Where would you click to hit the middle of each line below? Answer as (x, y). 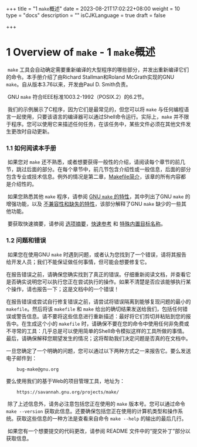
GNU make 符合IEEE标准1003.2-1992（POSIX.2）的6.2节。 (77, 96)
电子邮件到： (21, 358)
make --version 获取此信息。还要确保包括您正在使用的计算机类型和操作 (92, 411)
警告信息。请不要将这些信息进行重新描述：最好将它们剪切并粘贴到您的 (101, 316)
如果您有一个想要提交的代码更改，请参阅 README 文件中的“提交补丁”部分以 (99, 431)
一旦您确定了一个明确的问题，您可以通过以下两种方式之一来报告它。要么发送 (98, 351)
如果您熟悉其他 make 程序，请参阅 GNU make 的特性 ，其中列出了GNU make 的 (99, 196)
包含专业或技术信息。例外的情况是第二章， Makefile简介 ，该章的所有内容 (94, 177)
